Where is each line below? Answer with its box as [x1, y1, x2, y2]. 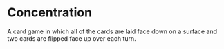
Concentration [7, 5, 92, 20]
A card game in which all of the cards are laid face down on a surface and [7, 27, 218, 35]
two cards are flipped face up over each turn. [7, 34, 136, 42]
